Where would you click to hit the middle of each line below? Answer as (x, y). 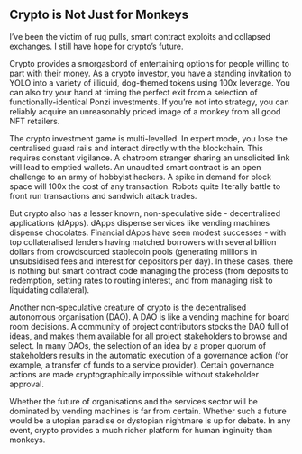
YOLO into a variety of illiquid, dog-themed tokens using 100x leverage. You (150, 82)
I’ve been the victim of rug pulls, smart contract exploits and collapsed (140, 36)
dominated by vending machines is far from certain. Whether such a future (148, 411)
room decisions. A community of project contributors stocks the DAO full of (149, 326)
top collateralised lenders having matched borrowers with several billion (143, 241)
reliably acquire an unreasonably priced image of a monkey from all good (145, 111)
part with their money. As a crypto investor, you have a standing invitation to (151, 73)
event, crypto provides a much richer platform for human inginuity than (141, 430)
